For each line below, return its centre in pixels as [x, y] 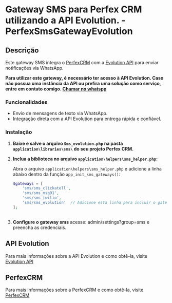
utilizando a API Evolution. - [65, 20]
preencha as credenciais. [40, 228]
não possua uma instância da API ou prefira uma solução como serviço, [83, 83]
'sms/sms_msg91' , [41, 193]
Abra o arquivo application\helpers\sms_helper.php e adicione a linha [87, 168]
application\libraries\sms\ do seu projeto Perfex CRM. [73, 149]
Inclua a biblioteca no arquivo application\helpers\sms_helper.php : [85, 159]
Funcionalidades [26, 102]
